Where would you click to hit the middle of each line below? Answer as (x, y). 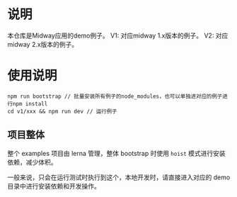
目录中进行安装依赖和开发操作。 (54, 186)
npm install (30, 103)
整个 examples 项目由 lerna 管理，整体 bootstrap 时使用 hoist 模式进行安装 (117, 153)
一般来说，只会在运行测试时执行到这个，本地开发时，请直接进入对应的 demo (119, 177)
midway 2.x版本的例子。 (43, 44)
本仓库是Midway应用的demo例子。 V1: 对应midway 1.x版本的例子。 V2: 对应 (118, 35)
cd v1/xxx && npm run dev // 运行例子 (63, 111)
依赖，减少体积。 (32, 162)
